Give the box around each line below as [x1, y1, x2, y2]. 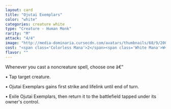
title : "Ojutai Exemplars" [5, 12, 63, 17]
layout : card [5, 7, 33, 13]
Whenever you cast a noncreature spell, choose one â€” [5, 64, 124, 70]
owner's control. [5, 98, 40, 104]
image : [5, 41, 19, 46]
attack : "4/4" [5, 36, 36, 41]
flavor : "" [5, 50, 28, 55]
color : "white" [5, 17, 38, 22]
